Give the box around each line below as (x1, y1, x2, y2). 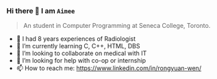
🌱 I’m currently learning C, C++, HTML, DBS (16, 42, 140, 50)
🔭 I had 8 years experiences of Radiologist (16, 35, 136, 43)
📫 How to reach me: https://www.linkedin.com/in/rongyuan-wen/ (16, 64, 202, 72)
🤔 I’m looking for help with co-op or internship (16, 57, 146, 65)
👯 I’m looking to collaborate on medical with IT (16, 49, 147, 57)
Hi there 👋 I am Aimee (6, 6, 75, 16)
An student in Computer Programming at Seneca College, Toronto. (23, 22, 211, 30)
